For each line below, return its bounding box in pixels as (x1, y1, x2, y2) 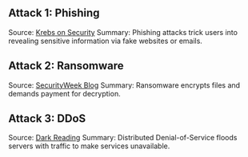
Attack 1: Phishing (8, 6, 100, 20)
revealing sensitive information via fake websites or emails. (8, 36, 202, 45)
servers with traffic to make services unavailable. (8, 141, 170, 151)
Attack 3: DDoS (8, 112, 86, 126)
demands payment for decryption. (8, 88, 122, 98)
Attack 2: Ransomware (8, 59, 124, 73)
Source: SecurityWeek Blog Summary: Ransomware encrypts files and (8, 80, 241, 90)
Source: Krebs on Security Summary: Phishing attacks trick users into (8, 27, 238, 37)
